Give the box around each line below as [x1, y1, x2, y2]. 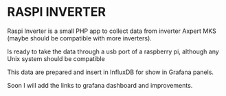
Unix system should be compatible [7, 54, 105, 62]
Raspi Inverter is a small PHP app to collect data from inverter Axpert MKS [7, 27, 216, 35]
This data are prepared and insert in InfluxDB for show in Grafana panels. [7, 68, 214, 76]
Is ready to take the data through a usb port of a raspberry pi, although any [7, 47, 220, 56]
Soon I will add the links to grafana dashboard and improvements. [7, 81, 193, 89]
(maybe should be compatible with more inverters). [7, 34, 152, 42]
